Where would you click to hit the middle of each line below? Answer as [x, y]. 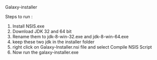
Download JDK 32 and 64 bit [42, 31]
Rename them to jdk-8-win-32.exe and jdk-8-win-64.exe [71, 37]
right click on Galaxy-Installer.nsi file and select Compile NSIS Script [82, 47]
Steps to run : [19, 16]
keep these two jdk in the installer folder [53, 42]
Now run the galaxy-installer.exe [45, 52]
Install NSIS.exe [28, 26]
